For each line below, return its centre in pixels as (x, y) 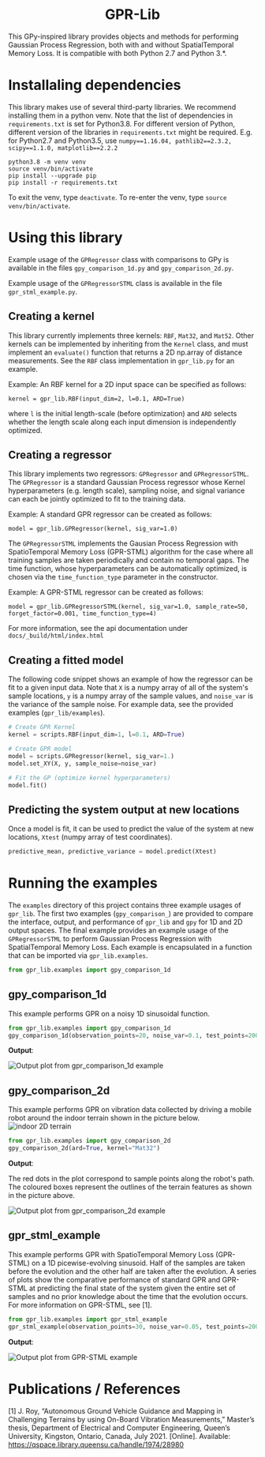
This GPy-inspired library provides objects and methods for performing (123, 36)
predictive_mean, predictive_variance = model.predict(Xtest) (112, 852)
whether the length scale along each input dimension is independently (122, 422)
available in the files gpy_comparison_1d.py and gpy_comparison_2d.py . (121, 268)
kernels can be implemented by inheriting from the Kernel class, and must (128, 344)
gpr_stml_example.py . (43, 291)
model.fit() (28, 785)
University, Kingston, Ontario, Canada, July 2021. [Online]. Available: (119, 1436)
